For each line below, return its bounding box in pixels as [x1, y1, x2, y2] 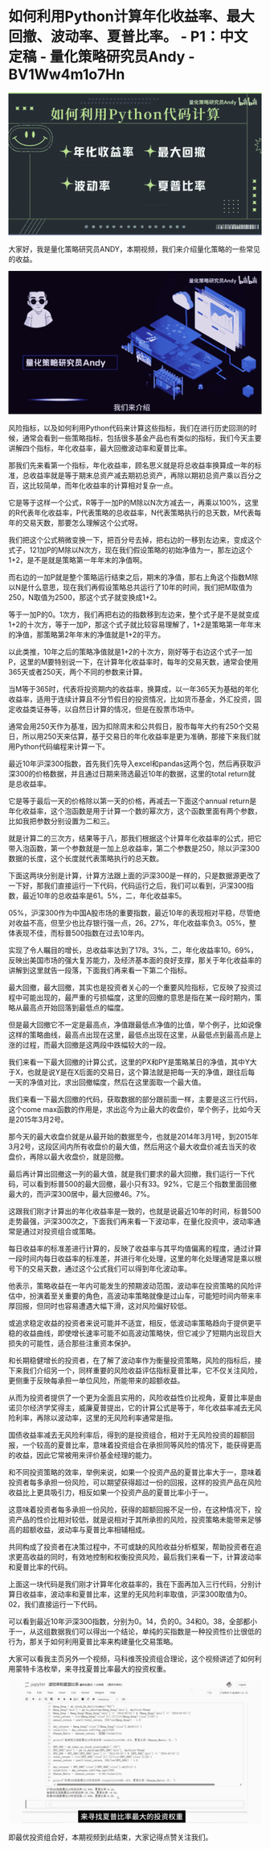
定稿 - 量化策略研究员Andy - [8, 48, 195, 66]
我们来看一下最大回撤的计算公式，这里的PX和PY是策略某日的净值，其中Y [8, 1057, 251, 1067]
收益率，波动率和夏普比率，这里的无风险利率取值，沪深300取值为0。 [22, 1589, 252, 1599]
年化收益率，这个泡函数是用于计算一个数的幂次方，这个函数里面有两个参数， [8, 806, 262, 815]
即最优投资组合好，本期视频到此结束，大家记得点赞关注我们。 [8, 1832, 213, 1843]
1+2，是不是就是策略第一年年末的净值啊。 [8, 555, 147, 564]
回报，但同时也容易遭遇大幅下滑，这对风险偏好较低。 [14, 1301, 191, 1310]
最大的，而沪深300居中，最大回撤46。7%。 [8, 1189, 154, 1198]
